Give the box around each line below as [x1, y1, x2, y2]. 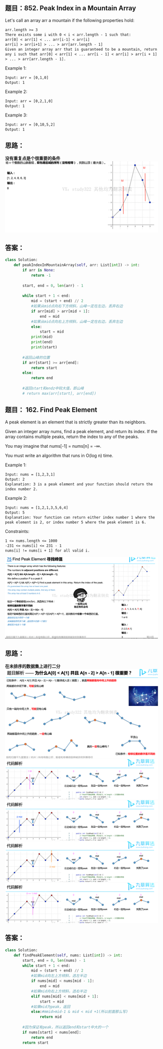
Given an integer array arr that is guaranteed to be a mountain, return [5, 47, 158, 52]
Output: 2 [5, 477, 25, 482]
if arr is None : [22, 267, 55, 272]
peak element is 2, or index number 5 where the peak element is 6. [5, 520, 147, 525]
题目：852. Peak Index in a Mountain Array [5, 4, 136, 13]
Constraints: [5, 528, 30, 534]
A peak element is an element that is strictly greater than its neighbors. [5, 419, 147, 425]
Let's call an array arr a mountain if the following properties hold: [5, 17, 135, 23]
